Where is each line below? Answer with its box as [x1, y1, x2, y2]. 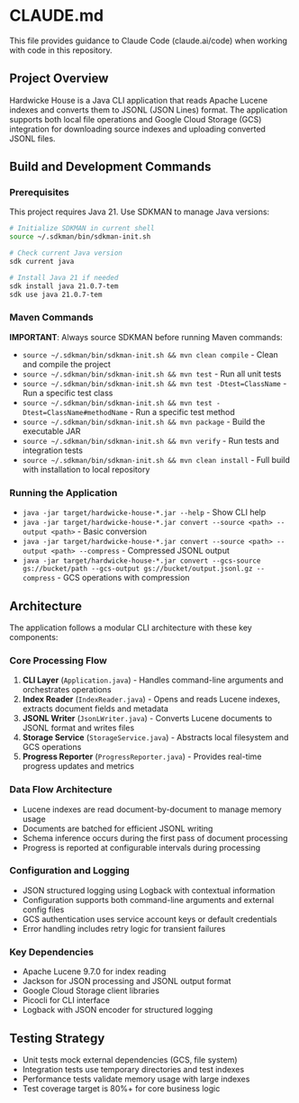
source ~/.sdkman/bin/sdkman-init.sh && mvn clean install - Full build [22, 454, 291, 465]
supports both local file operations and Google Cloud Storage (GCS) [9, 113, 262, 124]
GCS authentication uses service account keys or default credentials [22, 913, 277, 924]
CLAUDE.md [9, 5, 104, 26]
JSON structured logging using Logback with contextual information [22, 884, 276, 896]
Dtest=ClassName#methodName [22, 408, 128, 417]
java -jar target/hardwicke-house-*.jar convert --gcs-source [22, 556, 261, 565]
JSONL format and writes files [22, 722, 135, 734]
